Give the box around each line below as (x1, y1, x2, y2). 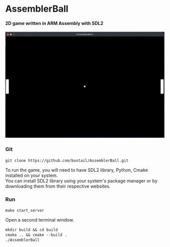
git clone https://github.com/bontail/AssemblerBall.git (5, 158, 129, 163)
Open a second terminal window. (5, 217, 74, 223)
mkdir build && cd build (5, 227, 58, 232)
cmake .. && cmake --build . (5, 232, 67, 237)
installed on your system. (5, 172, 58, 178)
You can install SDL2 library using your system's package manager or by (5, 177, 158, 183)
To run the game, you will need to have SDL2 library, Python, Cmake (5, 167, 149, 173)
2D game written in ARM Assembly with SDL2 (5, 20, 103, 26)
